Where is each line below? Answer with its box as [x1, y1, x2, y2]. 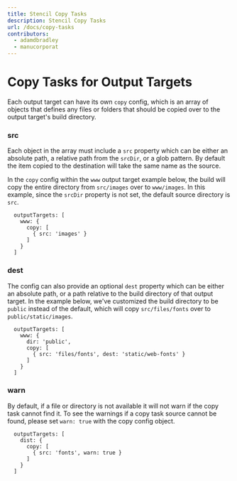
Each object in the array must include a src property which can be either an [7, 146, 228, 155]
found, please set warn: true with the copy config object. [7, 416, 175, 425]
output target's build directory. [7, 112, 97, 121]
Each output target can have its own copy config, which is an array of [7, 97, 209, 106]
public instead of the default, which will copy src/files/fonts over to [7, 304, 211, 313]
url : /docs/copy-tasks [7, 23, 75, 31]
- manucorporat [13, 43, 59, 50]
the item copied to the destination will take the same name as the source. [7, 161, 221, 171]
